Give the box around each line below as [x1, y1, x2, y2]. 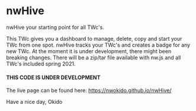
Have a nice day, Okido [6, 99, 63, 106]
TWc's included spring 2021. [6, 60, 76, 67]
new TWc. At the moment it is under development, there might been [6, 47, 172, 54]
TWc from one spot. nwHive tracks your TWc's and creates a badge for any [6, 41, 191, 48]
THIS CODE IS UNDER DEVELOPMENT [6, 74, 101, 81]
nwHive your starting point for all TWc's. [6, 24, 105, 31]
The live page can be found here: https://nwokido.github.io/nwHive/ [6, 87, 172, 94]
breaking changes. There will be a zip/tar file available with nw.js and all [6, 54, 181, 61]
